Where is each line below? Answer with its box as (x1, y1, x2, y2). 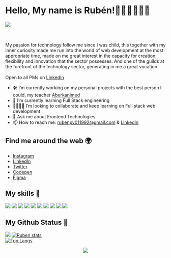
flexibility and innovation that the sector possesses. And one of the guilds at (5, 58, 164, 64)
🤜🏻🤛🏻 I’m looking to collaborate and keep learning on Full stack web (12, 102, 156, 109)
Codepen (12, 169, 33, 175)
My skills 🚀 (5, 189, 40, 198)
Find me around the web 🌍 (5, 137, 92, 145)
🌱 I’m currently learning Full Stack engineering (12, 97, 110, 104)
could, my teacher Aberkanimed (12, 92, 80, 98)
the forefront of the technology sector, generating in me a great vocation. (5, 63, 159, 69)
